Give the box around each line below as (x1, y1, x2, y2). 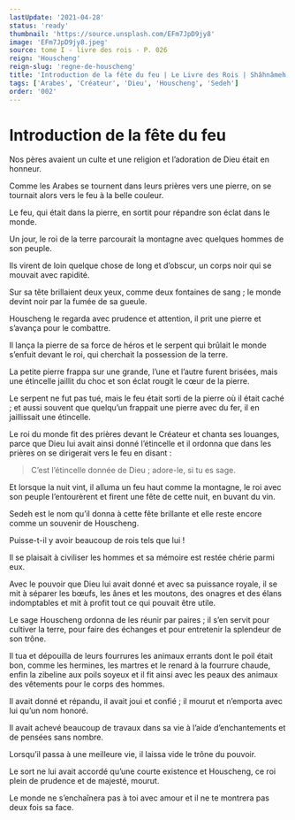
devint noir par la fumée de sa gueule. (9, 296, 147, 307)
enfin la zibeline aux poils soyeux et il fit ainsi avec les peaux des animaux (9, 670, 278, 680)
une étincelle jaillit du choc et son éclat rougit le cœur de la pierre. (9, 376, 250, 387)
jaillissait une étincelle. (9, 412, 91, 423)
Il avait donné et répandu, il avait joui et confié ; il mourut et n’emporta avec (9, 696, 283, 707)
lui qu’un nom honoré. (9, 705, 89, 717)
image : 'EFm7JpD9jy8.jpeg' (9, 37, 109, 47)
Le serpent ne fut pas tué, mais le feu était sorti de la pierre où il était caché (9, 393, 285, 403)
